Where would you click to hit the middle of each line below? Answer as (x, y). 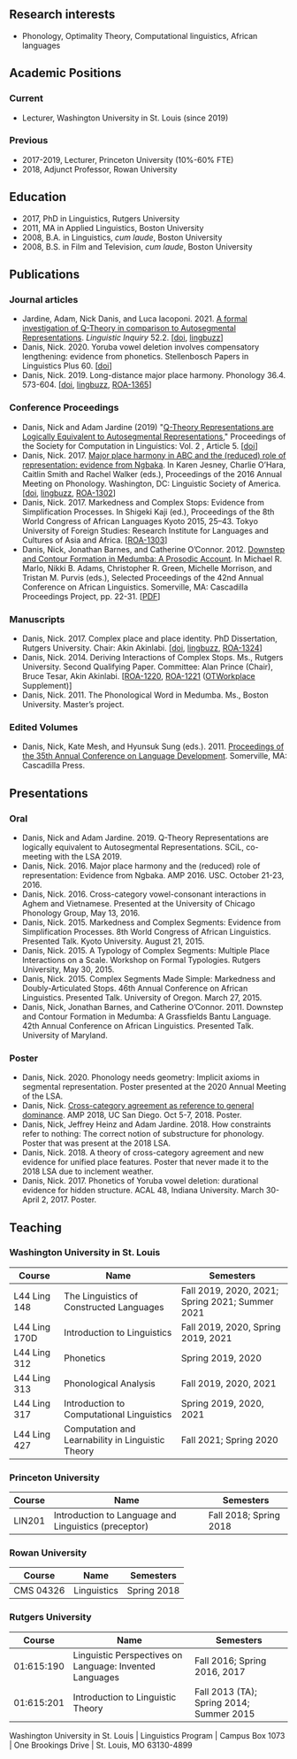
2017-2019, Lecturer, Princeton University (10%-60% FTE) (128, 159)
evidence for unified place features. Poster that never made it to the (145, 1162)
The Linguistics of (101, 1296)
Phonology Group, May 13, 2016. (81, 913)
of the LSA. (42, 1096)
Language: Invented (114, 1666)
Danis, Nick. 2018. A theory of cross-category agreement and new (143, 1153)
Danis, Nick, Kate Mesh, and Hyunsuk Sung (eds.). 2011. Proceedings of (153, 746)
